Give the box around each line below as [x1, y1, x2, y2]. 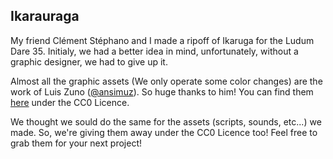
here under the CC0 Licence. [10, 96, 130, 108]
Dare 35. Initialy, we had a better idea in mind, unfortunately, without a [10, 45, 299, 57]
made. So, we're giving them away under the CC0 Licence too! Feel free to [10, 126, 318, 138]
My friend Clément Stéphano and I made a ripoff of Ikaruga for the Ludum [10, 34, 315, 46]
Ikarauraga [10, 8, 80, 25]
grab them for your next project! [10, 137, 143, 149]
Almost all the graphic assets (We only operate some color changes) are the [10, 75, 323, 87]
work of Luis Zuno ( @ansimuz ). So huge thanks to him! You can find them [10, 85, 314, 98]
